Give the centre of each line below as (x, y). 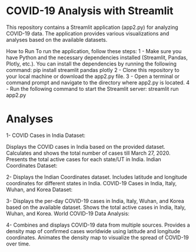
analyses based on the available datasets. (57, 40)
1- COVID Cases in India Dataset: (46, 135)
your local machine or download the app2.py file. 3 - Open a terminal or (93, 76)
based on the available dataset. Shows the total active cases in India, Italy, (96, 207)
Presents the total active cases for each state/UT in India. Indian (84, 159)
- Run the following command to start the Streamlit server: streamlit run (92, 89)
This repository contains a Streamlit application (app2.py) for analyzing (92, 27)
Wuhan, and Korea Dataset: (39, 189)
